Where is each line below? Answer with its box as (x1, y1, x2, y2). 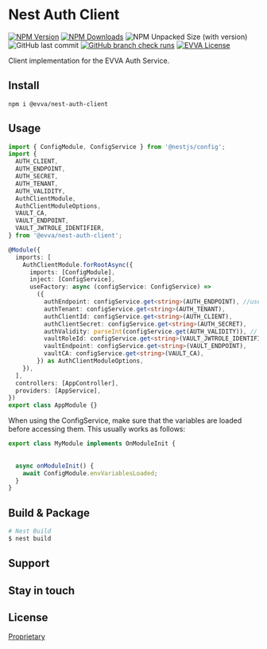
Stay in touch (8, 584, 75, 597)
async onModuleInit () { (15, 462, 94, 470)
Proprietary (8, 631, 45, 642)
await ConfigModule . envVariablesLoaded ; (22, 469, 158, 477)
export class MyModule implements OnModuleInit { (8, 440, 176, 448)
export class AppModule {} (8, 401, 98, 409)
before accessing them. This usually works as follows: (8, 424, 186, 434)
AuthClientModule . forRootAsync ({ (22, 260, 133, 268)
